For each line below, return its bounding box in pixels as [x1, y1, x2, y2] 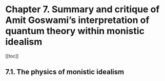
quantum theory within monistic [5, 25, 145, 37]
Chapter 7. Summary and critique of [5, 4, 160, 15]
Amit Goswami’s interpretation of [5, 14, 150, 26]
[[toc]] [5, 52, 19, 59]
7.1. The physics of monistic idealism [5, 68, 125, 76]
